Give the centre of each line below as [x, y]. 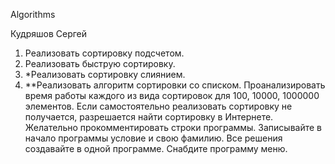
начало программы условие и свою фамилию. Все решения [153, 138]
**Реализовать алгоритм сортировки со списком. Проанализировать [175, 85]
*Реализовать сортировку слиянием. [105, 74]
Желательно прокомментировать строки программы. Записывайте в [173, 127]
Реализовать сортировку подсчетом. [104, 53]
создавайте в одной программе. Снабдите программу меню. [156, 148]
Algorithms [33, 14]
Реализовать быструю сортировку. [100, 63]
